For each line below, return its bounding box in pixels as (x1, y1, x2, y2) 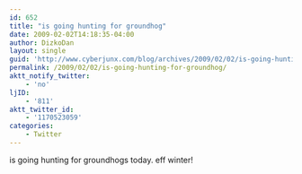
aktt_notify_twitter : (9, 72, 91, 81)
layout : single (9, 47, 67, 56)
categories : (9, 122, 54, 131)
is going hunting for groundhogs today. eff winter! (9, 154, 193, 165)
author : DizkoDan (9, 38, 75, 48)
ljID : (9, 88, 30, 97)
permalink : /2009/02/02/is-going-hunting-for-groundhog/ (9, 64, 227, 73)
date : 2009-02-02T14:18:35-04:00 (9, 30, 135, 39)
